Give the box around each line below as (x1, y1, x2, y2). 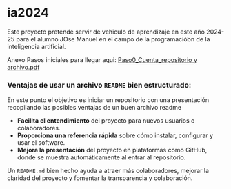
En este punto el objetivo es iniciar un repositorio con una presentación (7, 96, 210, 104)
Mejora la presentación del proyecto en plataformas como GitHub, (17, 146, 208, 155)
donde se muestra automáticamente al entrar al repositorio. (17, 153, 186, 161)
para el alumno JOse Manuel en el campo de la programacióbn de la (16, 34, 210, 43)
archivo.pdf (7, 63, 40, 71)
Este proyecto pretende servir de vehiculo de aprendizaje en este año (7, 28, 205, 36)
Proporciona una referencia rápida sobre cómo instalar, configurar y (17, 131, 214, 139)
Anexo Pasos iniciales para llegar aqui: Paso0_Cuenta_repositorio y (7, 55, 198, 63)
